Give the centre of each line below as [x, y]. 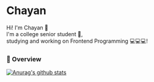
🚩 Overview [24, 59]
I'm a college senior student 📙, [45, 34]
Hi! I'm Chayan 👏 [28, 28]
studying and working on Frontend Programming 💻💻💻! [77, 41]
